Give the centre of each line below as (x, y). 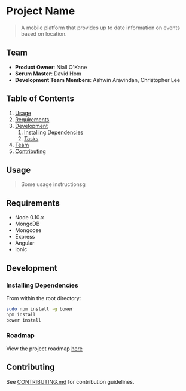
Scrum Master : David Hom (48, 74)
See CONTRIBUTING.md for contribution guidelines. (70, 381)
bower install (24, 320)
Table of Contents (40, 99)
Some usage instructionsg (53, 184)
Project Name (41, 11)
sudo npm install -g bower (40, 309)
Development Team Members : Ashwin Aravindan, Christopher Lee (97, 80)
